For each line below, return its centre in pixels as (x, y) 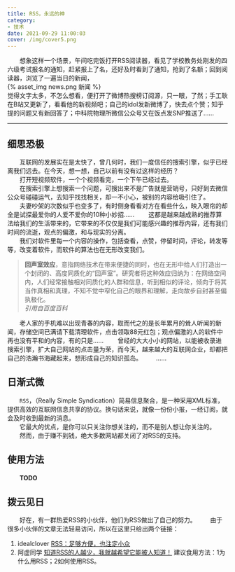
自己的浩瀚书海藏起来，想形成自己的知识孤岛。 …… (87, 358)
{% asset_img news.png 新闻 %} (54, 87)
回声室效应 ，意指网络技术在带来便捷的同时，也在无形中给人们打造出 (122, 264)
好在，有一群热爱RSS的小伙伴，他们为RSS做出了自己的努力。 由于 (121, 520)
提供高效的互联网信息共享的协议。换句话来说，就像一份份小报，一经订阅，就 (117, 409)
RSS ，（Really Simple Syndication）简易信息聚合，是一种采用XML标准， (122, 400)
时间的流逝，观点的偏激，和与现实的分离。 (69, 232)
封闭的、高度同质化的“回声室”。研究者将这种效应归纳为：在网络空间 (128, 273)
